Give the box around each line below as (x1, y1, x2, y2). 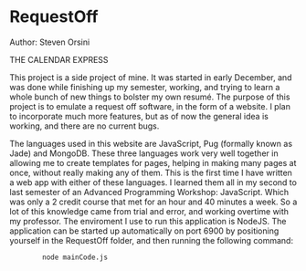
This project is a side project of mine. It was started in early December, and (9, 71, 292, 83)
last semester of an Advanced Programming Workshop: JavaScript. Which (9, 186, 290, 197)
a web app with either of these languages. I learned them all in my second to (9, 176, 297, 188)
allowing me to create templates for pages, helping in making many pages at (9, 157, 297, 168)
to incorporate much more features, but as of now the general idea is (9, 110, 269, 121)
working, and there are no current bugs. (9, 120, 160, 131)
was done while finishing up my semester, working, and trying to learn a (9, 81, 280, 92)
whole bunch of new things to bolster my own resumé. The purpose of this (9, 91, 290, 102)
